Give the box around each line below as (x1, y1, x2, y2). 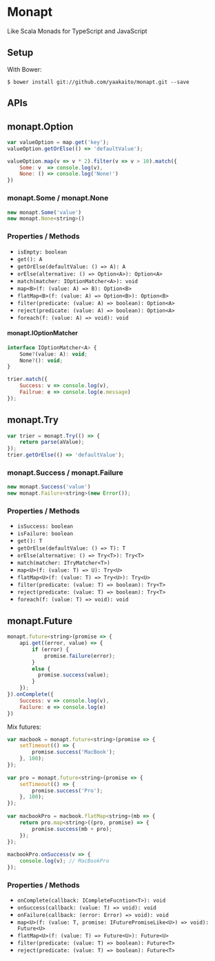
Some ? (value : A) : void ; (19, 351, 88, 358)
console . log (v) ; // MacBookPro (19, 858, 110, 865)
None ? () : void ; (19, 357, 63, 364)
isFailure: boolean (17, 530, 74, 537)
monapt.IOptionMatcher (7, 329, 78, 338)
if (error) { (32, 645, 70, 653)
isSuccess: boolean (17, 523, 74, 530)
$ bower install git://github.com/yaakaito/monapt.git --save (7, 79, 190, 85)
